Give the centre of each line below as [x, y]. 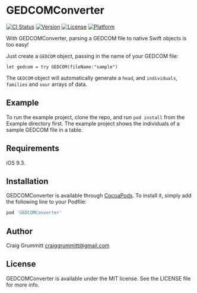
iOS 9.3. [16, 163]
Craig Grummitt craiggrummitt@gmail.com [58, 246]
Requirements [33, 149]
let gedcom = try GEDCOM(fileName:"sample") [62, 67]
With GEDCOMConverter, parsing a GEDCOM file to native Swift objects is [96, 38]
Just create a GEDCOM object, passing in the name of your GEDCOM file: [92, 56]
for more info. [23, 285]
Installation [27, 181]
